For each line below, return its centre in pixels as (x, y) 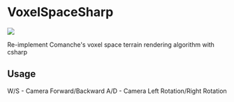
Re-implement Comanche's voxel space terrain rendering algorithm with (111, 44)
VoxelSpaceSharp (60, 12)
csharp (17, 52)
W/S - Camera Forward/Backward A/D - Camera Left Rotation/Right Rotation (117, 91)
